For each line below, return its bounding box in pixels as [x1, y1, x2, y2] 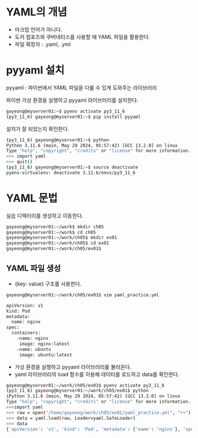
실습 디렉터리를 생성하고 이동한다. [6, 212, 84, 219]
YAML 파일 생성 [6, 263, 61, 274]
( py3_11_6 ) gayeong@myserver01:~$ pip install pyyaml [6, 114, 141, 120]
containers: [11, 330, 41, 336]
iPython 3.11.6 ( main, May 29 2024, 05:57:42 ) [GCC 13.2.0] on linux [6, 393, 181, 399]
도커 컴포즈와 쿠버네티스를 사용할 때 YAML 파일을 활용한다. [14, 33, 150, 40]
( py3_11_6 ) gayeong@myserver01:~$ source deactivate [6, 164, 138, 170]
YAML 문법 [6, 191, 58, 205]
